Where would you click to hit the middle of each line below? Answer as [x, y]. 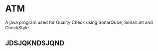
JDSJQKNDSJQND [35, 43]
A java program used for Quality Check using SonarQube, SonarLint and [79, 22]
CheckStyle [17, 27]
